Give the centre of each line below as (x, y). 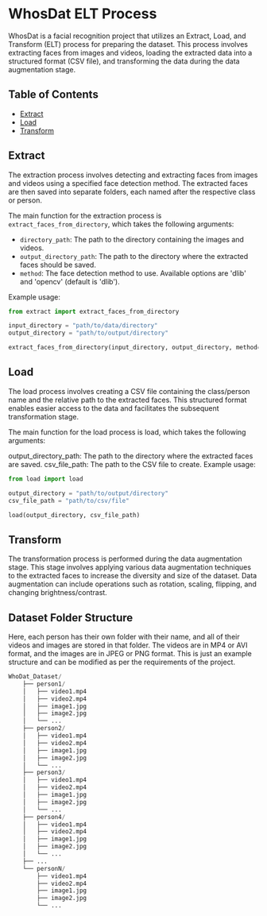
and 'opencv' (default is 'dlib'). (70, 281)
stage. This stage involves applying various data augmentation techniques (130, 567)
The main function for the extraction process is (85, 215)
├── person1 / (44, 684)
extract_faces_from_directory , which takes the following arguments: (121, 224)
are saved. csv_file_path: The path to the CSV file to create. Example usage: (132, 464)
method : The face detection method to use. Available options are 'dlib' (133, 273)
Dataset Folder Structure (71, 618)
